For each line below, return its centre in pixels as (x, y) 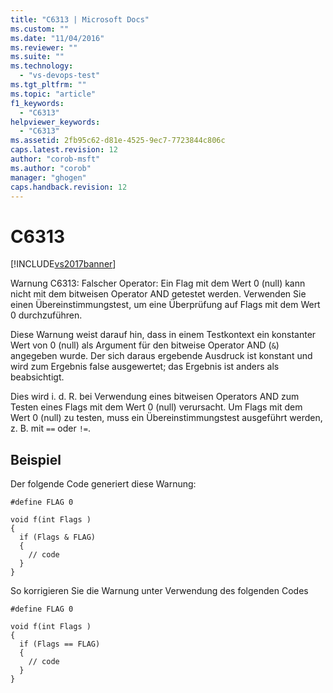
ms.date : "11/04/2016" (57, 38)
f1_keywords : (37, 103)
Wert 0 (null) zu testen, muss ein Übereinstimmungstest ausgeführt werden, (166, 418)
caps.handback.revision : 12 (69, 187)
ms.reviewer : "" (44, 47)
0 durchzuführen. (46, 315)
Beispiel (36, 459)
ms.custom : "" (40, 29)
